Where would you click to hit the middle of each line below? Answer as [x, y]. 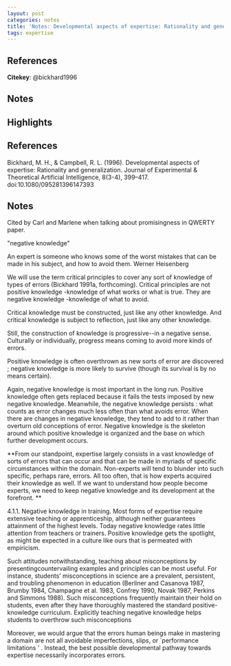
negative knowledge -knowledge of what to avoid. [78, 299]
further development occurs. [48, 441]
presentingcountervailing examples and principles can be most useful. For [112, 569]
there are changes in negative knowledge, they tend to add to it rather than [113, 418]
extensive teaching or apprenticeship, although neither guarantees [101, 518]
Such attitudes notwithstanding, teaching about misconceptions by [102, 561]
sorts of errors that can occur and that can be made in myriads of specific [112, 461]
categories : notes [33, 20]
